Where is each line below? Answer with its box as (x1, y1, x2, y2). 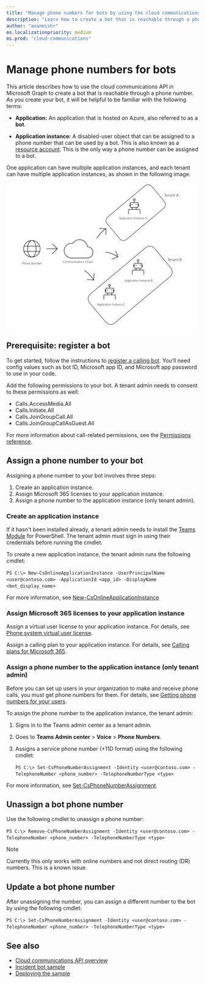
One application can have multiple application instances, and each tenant (6, 164, 190, 171)
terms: (6, 103, 23, 110)
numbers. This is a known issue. (6, 864, 87, 871)
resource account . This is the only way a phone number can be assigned (15, 145, 198, 153)
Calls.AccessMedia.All (15, 400, 71, 407)
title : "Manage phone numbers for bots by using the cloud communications (6, 10, 201, 16)
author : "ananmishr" (6, 23, 59, 29)
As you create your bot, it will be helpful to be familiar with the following (6, 96, 187, 103)
